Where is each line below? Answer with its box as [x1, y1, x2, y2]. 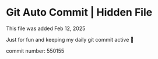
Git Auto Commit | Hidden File [6, 6, 153, 19]
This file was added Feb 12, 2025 [6, 25, 86, 32]
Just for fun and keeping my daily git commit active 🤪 [6, 36, 134, 43]
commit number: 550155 [6, 47, 65, 54]
